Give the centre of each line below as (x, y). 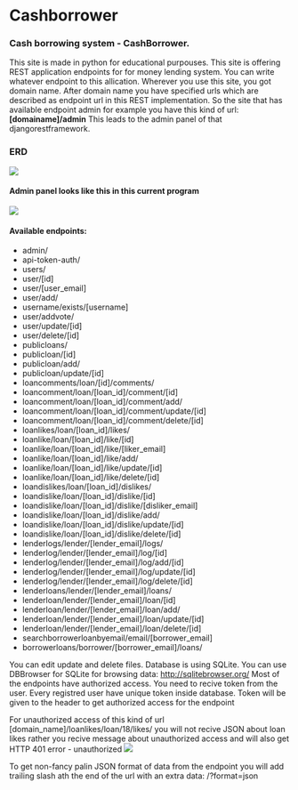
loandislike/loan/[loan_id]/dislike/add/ (91, 515)
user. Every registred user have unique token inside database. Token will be (148, 693)
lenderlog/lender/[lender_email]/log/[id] (94, 553)
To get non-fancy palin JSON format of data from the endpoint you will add (147, 767)
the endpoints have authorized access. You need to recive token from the (144, 684)
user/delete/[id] (51, 335)
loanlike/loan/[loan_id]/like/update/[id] (92, 468)
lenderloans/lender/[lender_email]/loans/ (97, 591)
